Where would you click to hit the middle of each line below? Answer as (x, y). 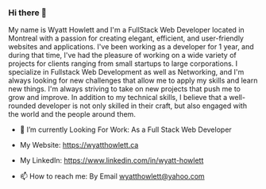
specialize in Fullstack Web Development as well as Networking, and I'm (126, 72)
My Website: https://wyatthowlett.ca (79, 145)
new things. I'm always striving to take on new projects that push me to (124, 89)
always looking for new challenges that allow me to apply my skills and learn (133, 81)
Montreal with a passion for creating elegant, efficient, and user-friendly (126, 38)
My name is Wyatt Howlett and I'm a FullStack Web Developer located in (126, 30)
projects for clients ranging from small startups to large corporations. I (123, 64)
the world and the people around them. (72, 114)
